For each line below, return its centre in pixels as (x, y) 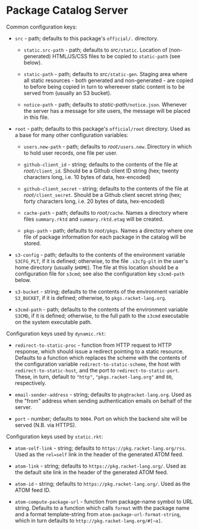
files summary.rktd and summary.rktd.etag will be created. (94, 219)
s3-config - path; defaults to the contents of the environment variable (100, 255)
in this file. (36, 117)
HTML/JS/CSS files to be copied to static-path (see (116, 56)
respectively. (30, 383)
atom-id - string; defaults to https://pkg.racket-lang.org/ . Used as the (102, 484)
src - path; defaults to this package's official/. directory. (86, 38)
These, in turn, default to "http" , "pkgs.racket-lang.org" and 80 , (94, 377)
